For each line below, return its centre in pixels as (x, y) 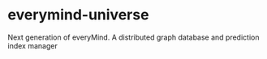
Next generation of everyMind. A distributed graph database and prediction (133, 37)
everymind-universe (78, 15)
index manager (32, 45)
